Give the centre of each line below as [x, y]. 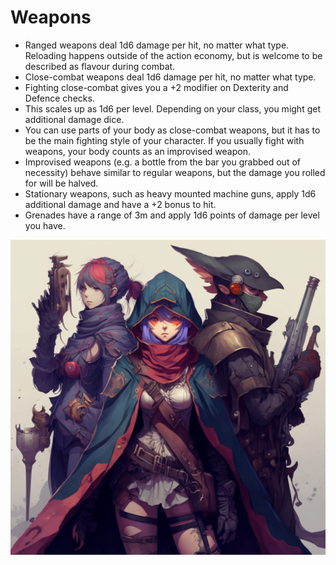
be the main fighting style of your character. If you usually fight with [164, 140]
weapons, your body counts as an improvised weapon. [137, 151]
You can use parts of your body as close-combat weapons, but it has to [172, 130]
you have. [45, 225]
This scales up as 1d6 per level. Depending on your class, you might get [172, 108]
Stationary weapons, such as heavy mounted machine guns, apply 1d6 [170, 193]
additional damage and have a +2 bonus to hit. [120, 204]
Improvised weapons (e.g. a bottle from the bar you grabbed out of [162, 162]
